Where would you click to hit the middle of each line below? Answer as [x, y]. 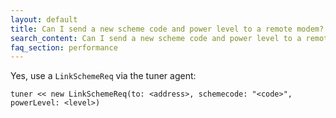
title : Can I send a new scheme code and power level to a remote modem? [167, 29]
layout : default [44, 19]
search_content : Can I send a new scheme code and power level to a [156, 38]
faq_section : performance [64, 47]
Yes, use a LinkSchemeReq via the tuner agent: [103, 76]
